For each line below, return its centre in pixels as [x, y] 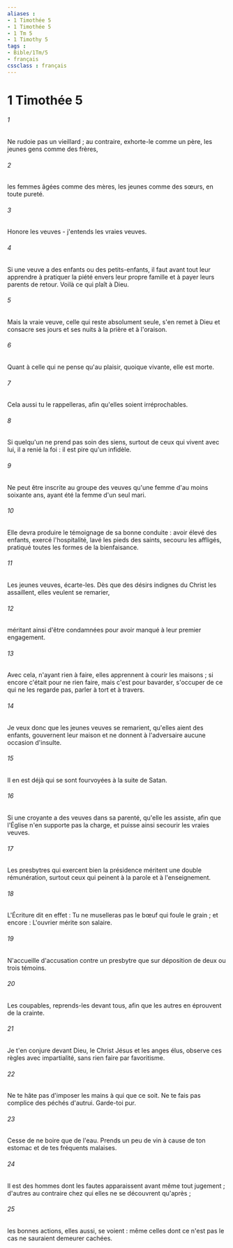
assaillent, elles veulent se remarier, [59, 593]
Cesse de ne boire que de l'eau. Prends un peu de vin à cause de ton [106, 1140]
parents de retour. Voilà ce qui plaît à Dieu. [68, 284]
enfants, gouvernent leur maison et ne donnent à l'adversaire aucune [106, 735]
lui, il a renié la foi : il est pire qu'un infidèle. [69, 450]
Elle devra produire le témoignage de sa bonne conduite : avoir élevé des [112, 532]
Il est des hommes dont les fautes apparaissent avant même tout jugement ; [116, 1186]
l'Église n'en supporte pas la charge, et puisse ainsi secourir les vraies [108, 825]
